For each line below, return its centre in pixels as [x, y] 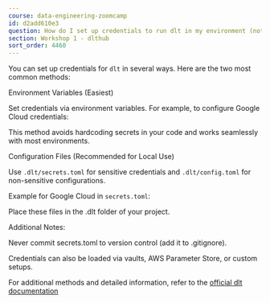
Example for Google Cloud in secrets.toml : [80, 196]
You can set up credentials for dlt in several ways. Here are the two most [130, 68]
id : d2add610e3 [34, 23]
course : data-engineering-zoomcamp [68, 16]
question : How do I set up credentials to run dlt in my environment [127, 31]
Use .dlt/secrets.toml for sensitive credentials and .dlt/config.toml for [130, 172]
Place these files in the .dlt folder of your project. [89, 212]
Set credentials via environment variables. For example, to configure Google [134, 109]
